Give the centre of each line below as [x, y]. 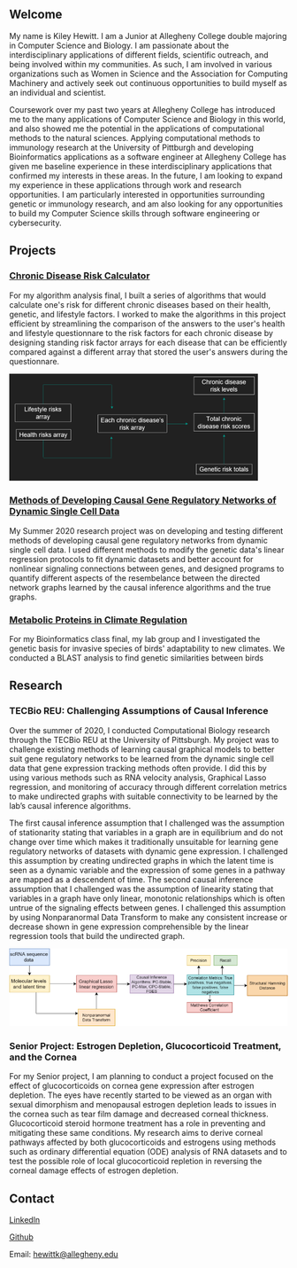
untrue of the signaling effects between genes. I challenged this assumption [147, 907]
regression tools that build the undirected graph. [97, 935]
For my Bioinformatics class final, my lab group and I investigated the [135, 639]
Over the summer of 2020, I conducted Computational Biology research [140, 730]
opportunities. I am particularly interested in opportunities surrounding [137, 194]
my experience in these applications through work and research [126, 184]
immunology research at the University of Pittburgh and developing [132, 147]
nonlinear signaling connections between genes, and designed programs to [147, 568]
